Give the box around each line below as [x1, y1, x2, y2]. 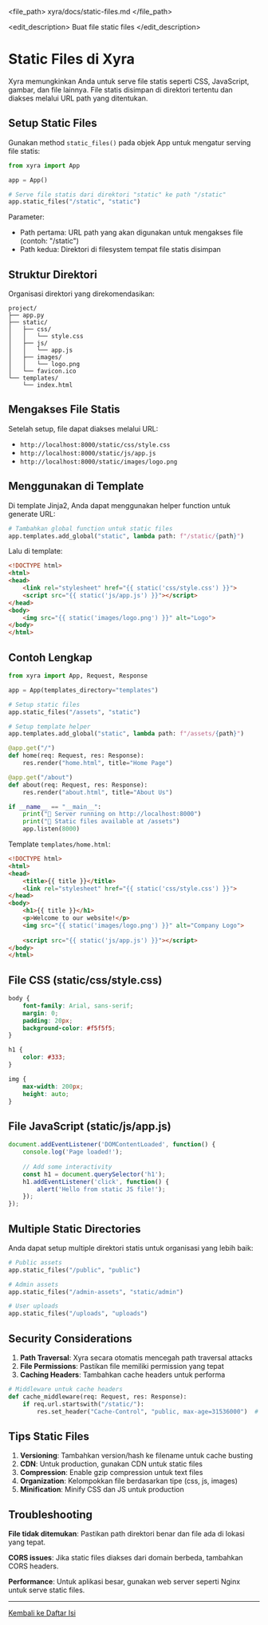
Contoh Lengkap [8, 650, 93, 665]
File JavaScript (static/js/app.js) [8, 1119, 171, 1133]
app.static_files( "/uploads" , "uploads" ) [8, 1310, 148, 1318]
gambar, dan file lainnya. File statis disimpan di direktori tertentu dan [8, 85, 233, 94]
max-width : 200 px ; [22, 1083, 84, 1091]
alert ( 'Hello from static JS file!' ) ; [37, 1185, 166, 1193]
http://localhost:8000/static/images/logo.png [19, 458, 178, 466]
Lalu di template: [8, 546, 63, 556]
